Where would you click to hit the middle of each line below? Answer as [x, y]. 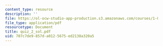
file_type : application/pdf [33, 23]
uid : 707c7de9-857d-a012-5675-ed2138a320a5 [50, 36]
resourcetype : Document [29, 27]
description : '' [21, 14]
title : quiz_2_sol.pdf [28, 32]
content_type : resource [29, 9]
